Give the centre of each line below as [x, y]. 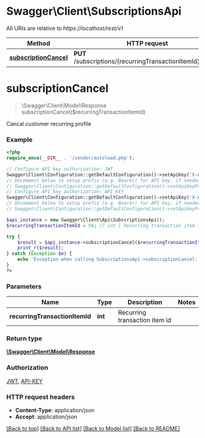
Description [145, 302]
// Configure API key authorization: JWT [60, 169]
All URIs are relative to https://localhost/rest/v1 [65, 28]
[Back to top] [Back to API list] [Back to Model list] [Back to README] [93, 428]
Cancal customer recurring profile [49, 124]
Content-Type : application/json [55, 410]
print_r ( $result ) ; [41, 248]
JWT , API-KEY [24, 381]
